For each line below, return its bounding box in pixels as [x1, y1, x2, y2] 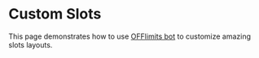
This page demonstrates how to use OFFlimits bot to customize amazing [8, 31, 251, 41]
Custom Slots [8, 5, 102, 23]
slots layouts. [8, 39, 53, 49]
